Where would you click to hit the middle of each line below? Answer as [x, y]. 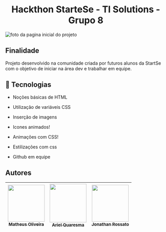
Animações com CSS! [35, 137]
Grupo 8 [86, 20]
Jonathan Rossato [110, 224]
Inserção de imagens [35, 117]
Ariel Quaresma [68, 225]
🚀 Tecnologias [28, 85]
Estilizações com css [35, 147]
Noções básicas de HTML [40, 97]
